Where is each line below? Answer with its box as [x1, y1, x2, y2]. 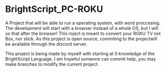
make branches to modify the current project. [5, 61, 99, 67]
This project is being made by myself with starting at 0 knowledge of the [5, 51, 155, 57]
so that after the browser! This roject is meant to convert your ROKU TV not [5, 30, 161, 36]
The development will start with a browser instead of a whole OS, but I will [5, 25, 158, 31]
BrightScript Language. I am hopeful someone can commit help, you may [5, 56, 156, 62]
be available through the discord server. [5, 41, 88, 47]
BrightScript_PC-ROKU [5, 3, 103, 15]
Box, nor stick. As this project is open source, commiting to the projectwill [5, 36, 157, 42]
